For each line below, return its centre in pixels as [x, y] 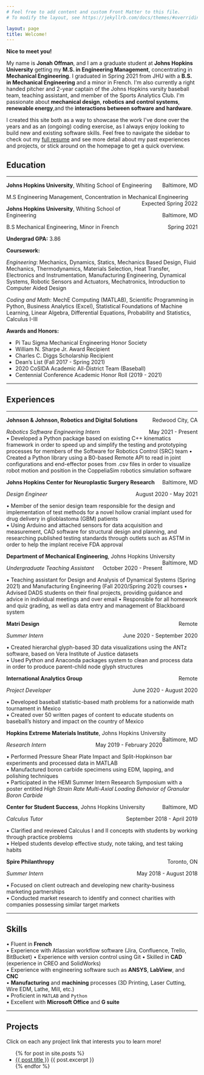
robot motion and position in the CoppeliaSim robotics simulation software [99, 470]
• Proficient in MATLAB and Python [47, 995]
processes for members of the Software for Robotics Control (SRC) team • [99, 451]
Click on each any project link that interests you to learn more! [84, 1041]
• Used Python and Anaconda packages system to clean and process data [100, 660]
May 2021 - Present [173, 432]
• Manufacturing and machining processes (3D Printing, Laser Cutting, [96, 982]
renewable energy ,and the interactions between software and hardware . [100, 108]
